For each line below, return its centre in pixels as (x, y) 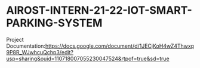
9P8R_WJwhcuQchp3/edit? (40, 52)
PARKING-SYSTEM (54, 23)
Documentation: (26, 46)
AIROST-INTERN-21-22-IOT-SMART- (99, 10)
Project (15, 39)
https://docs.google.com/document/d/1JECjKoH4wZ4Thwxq (119, 46)
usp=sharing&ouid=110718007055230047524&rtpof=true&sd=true (88, 58)
